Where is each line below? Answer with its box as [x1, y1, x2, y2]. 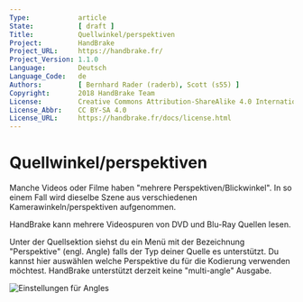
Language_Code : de [9, 72, 87, 81]
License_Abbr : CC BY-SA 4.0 [9, 105, 127, 114]
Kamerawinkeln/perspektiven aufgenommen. [9, 202, 177, 213]
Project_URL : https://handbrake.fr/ [9, 47, 164, 56]
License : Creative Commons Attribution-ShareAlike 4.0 [9, 96, 252, 106]
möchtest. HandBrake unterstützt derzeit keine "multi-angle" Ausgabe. [9, 265, 272, 276]
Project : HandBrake [9, 38, 115, 48]
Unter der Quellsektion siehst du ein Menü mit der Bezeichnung [9, 236, 245, 248]
